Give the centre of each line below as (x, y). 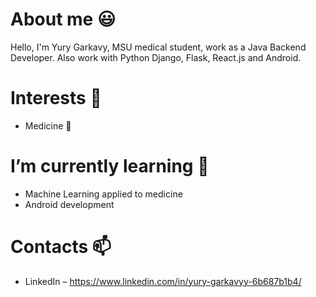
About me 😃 (63, 19)
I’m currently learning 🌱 (110, 166)
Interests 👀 (56, 98)
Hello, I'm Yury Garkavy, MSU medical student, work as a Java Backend (158, 47)
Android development (69, 204)
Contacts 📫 (61, 247)
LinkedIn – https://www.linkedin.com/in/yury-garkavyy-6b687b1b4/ (163, 281)
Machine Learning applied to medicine (103, 194)
